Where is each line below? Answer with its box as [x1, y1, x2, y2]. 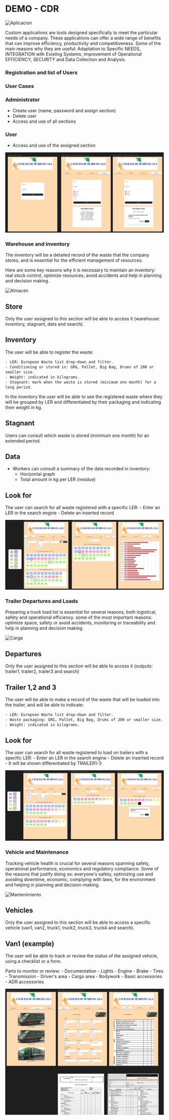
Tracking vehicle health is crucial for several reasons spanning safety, [5, 860, 150, 866]
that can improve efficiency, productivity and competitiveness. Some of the [5, 40, 161, 46]
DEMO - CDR [5, 3, 59, 15]
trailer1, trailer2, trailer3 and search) [5, 668, 79, 674]
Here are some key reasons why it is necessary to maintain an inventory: [5, 267, 156, 273]
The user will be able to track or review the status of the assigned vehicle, [5, 953, 158, 959]
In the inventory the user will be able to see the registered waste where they [5, 394, 162, 400]
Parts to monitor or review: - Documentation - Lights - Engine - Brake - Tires [5, 968, 163, 974]
